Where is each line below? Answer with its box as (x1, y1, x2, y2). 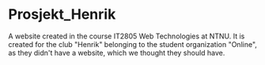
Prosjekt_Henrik (8, 5, 116, 23)
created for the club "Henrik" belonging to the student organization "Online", (8, 39, 257, 49)
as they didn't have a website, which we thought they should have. (8, 48, 225, 57)
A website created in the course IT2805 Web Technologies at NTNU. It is (8, 31, 245, 41)
